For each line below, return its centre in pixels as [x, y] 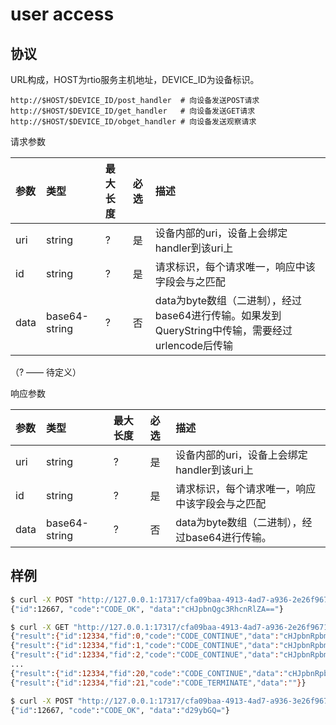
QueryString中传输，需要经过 [223, 330]
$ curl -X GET [40, 627]
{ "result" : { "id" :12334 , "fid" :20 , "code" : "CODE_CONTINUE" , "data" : [147, 673]
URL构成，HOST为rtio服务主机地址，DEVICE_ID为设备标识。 [135, 79]
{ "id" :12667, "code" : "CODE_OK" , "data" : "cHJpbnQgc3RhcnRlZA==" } [147, 609]
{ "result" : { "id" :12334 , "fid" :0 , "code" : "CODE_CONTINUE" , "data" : [145, 636]
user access [62, 14]
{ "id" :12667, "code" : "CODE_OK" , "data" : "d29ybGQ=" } [120, 710]
